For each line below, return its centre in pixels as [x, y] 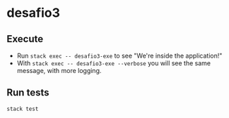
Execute [25, 39]
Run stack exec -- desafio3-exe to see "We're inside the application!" [119, 55]
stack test [23, 109]
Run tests [28, 93]
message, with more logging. [59, 71]
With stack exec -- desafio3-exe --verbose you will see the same [114, 63]
